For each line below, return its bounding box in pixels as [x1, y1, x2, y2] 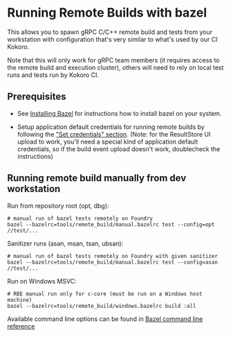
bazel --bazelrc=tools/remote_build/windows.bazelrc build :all [7, 302, 196, 309]
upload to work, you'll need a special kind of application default [17, 137, 198, 146]
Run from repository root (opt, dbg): [7, 201, 109, 209]
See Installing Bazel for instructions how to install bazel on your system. [17, 109, 222, 117]
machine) [7, 296, 33, 303]
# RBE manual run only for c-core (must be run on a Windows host [7, 290, 203, 297]
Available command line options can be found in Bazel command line [7, 314, 203, 323]
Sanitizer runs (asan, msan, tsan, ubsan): [7, 239, 124, 248]
